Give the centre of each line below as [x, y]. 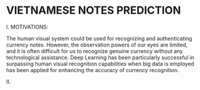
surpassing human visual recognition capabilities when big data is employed [100, 64]
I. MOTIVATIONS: [27, 27]
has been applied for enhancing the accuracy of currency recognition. [93, 70]
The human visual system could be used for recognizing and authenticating [99, 38]
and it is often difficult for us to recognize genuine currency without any [95, 51]
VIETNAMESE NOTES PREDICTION [94, 10]
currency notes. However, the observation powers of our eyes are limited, [97, 45]
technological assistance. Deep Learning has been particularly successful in [100, 57]
